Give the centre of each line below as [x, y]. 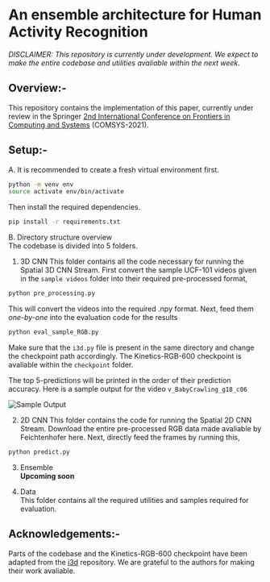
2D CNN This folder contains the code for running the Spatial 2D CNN [136, 420]
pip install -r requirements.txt [64, 222]
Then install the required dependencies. [75, 207]
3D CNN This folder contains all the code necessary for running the [132, 262]
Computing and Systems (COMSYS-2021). [79, 125]
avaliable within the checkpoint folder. [71, 364]
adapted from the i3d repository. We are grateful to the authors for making [132, 562]
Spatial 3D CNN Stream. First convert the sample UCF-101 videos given [138, 270]
